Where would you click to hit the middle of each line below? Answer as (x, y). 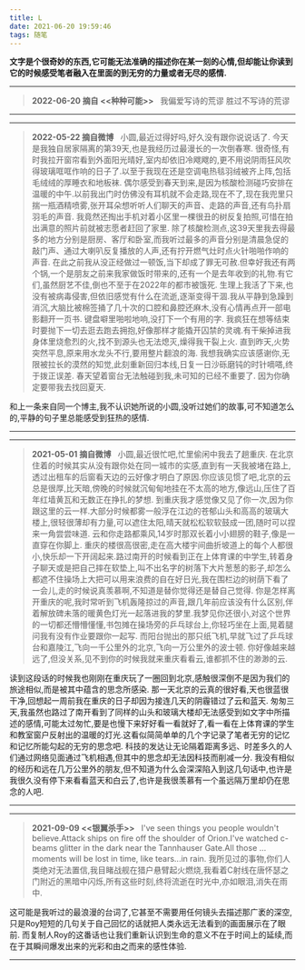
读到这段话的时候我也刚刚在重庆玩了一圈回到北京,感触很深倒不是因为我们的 (150, 678)
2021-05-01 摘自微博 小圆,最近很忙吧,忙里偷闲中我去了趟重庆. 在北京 (162, 455)
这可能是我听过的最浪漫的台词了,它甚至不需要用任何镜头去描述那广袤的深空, (151, 912)
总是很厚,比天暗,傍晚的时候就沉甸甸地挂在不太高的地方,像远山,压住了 (159, 488)
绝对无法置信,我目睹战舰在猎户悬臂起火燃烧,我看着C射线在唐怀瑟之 (164, 870)
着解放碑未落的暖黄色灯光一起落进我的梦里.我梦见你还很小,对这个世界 (161, 614)
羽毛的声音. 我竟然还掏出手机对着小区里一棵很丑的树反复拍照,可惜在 (158, 217)
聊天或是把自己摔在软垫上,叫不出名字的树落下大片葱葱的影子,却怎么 (165, 568)
